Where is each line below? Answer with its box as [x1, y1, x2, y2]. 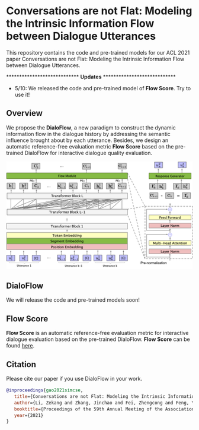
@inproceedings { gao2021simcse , [6, 387, 84, 393]
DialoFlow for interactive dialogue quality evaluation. [24, 149, 153, 156]
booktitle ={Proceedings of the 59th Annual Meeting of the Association [14, 406, 195, 412]
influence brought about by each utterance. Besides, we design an [6, 137, 169, 144]
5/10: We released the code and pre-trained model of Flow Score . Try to [14, 84, 191, 91]
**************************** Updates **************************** [6, 73, 176, 80]
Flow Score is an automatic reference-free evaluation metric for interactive [6, 330, 189, 337]
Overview [6, 108, 43, 118]
